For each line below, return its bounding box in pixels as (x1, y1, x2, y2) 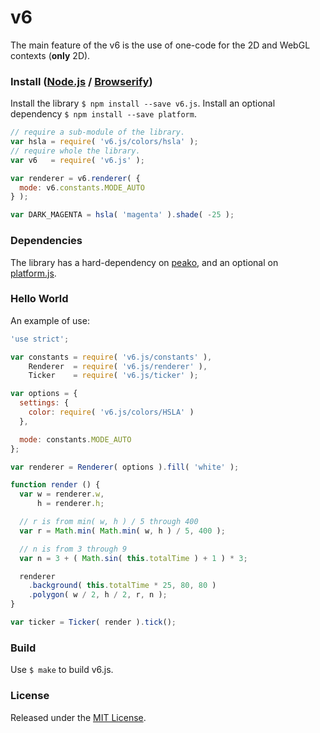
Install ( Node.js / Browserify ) (10, 74, 153, 88)
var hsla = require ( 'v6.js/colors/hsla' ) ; (10, 137, 199, 147)
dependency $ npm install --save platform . (10, 108, 197, 120)
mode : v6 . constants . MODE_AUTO (19, 182, 145, 193)
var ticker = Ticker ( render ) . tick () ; (10, 617, 177, 628)
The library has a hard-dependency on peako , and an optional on (10, 256, 279, 268)
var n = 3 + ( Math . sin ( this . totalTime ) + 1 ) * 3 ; (19, 553, 248, 563)
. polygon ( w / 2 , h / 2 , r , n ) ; (28, 590, 168, 600)
